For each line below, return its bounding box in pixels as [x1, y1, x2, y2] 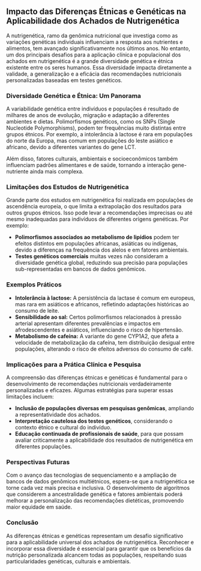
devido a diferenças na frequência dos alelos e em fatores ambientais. [14, 246, 189, 253]
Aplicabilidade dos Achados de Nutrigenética [6, 16, 180, 26]
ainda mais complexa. [29, 168, 84, 175]
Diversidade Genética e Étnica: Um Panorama [6, 91, 142, 100]
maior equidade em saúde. [6, 503, 73, 511]
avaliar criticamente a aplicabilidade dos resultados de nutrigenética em [14, 437, 193, 444]
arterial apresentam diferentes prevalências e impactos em [14, 319, 161, 327]
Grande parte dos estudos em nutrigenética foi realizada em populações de [6, 196, 193, 204]
